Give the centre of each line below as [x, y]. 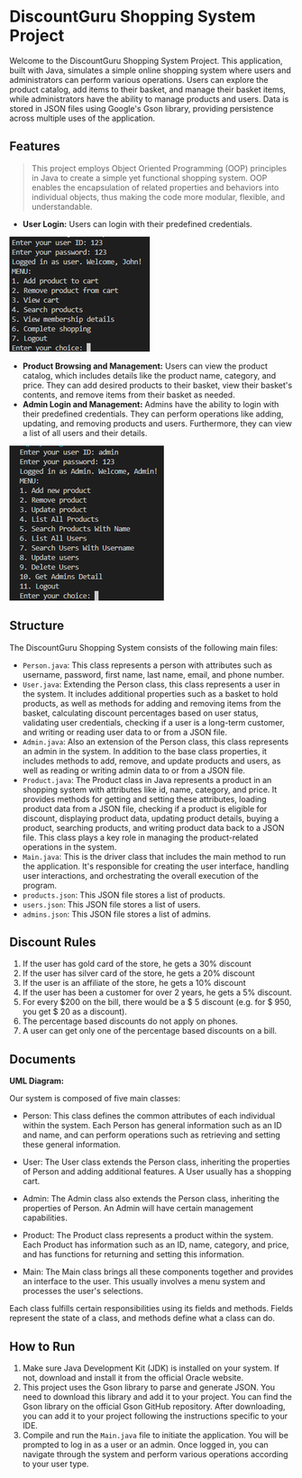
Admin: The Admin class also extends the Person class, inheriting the [151, 1199]
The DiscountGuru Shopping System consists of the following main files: [144, 647]
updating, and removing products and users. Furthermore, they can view [157, 423]
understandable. [62, 206]
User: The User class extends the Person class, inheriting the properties [156, 1162]
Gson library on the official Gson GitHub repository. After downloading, [154, 1406]
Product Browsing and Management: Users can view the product [145, 366]
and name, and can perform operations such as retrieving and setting [151, 1135]
